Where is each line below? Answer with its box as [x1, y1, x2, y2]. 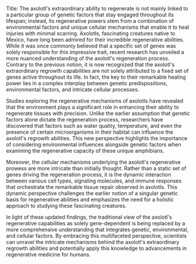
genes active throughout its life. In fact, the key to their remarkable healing [6, 73, 186, 80]
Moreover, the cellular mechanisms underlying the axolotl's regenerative [6, 158, 181, 165]
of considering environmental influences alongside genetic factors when [6, 141, 181, 148]
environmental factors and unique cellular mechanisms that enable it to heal [6, 23, 190, 31]
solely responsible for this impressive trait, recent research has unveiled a [6, 49, 185, 55]
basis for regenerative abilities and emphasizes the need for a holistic [6, 196, 174, 203]
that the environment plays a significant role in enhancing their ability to [6, 104, 179, 110]
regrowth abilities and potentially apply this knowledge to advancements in [6, 245, 187, 252]
